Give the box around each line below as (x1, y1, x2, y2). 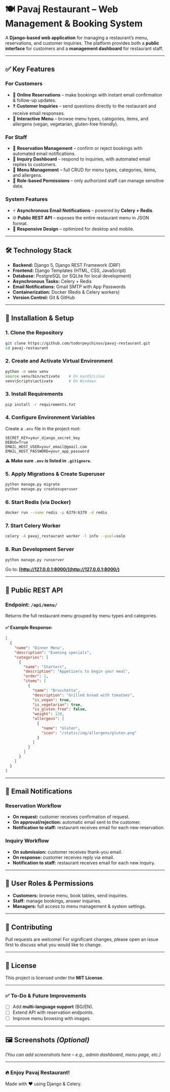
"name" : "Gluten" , (41, 726, 80, 731)
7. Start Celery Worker (5, 522, 61, 529)
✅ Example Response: (5, 624, 53, 630)
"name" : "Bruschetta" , (32, 688, 80, 693)
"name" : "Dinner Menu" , (14, 645, 65, 650)
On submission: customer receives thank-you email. (12, 849, 122, 855)
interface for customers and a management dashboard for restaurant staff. (5, 45, 163, 51)
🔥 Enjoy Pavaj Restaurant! (5, 1069, 70, 1076)
